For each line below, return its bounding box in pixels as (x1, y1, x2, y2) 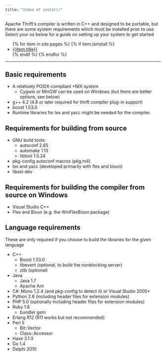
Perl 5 (12, 319, 25, 325)
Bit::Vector (19, 325, 41, 331)
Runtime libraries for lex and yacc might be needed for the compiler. (12, 110, 151, 116)
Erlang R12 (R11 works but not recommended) (12, 314, 105, 320)
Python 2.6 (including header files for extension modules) (12, 293, 130, 299)
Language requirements (5, 223, 81, 232)
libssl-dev (12, 169, 33, 175)
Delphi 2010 (12, 346, 37, 352)
